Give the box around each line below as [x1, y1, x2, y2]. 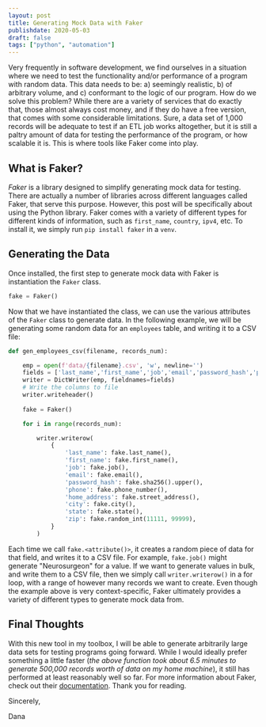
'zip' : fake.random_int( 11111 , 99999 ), [64, 516, 196, 523]
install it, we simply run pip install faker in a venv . [8, 224, 177, 234]
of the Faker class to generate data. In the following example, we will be [8, 314, 241, 325]
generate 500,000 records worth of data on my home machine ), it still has [8, 664, 250, 673]
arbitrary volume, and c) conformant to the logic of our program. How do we [8, 88, 257, 97]
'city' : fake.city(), [64, 501, 136, 508]
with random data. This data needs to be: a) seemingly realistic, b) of [8, 80, 233, 89]
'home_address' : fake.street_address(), [64, 493, 200, 501]
